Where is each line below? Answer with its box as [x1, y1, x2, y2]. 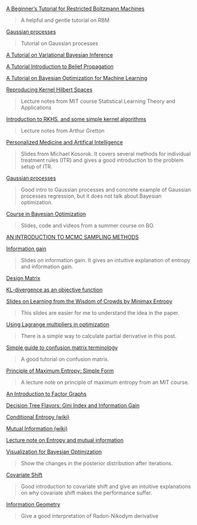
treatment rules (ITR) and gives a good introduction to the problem [20, 156, 184, 164]
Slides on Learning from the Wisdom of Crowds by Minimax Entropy [6, 298, 173, 305]
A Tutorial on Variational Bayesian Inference [6, 51, 113, 59]
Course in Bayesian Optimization [6, 210, 86, 217]
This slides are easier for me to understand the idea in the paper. [20, 309, 180, 316]
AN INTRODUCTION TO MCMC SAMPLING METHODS [6, 234, 139, 241]
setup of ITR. [20, 163, 53, 170]
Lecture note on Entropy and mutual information [6, 437, 124, 444]
